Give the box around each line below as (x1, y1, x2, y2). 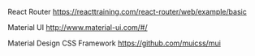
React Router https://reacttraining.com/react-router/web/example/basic (7, 7, 247, 16)
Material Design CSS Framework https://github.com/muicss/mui (7, 38, 221, 48)
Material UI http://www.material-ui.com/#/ (7, 23, 148, 32)
